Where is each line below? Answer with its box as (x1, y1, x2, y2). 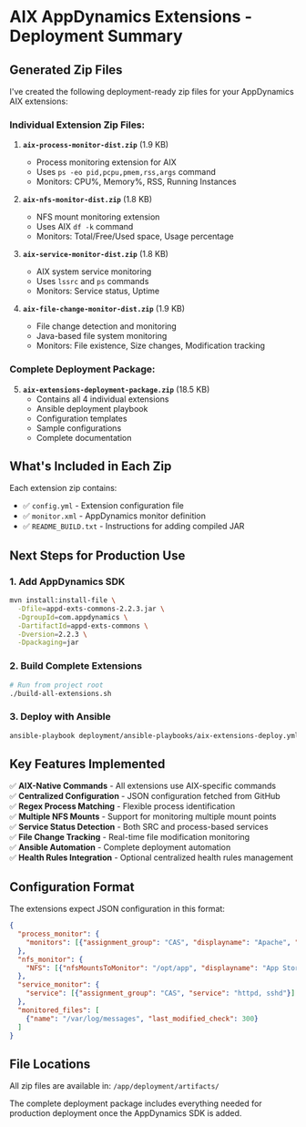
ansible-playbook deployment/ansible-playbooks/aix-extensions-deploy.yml (9, 731, 300, 740)
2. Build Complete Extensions (9, 660, 143, 672)
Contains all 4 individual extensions (36, 394, 169, 405)
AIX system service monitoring (36, 266, 152, 277)
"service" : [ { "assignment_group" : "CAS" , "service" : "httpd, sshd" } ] (25, 989, 296, 999)
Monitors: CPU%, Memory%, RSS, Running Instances (36, 176, 237, 188)
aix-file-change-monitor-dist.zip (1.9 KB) (22, 303, 185, 314)
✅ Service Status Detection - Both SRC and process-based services (9, 822, 269, 833)
